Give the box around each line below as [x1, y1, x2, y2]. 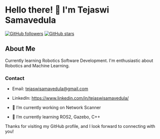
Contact [5, 75, 25, 81]
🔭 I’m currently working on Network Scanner [12, 105, 101, 110]
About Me [5, 45, 35, 53]
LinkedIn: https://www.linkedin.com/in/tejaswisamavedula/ [12, 95, 129, 101]
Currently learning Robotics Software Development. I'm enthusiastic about [5, 58, 154, 63]
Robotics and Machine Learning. [5, 62, 70, 68]
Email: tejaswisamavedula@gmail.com [12, 86, 88, 92]
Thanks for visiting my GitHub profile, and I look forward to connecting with [5, 124, 156, 129]
